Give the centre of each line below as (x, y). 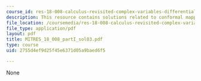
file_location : (25, 23)
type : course (22, 45)
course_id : (20, 12)
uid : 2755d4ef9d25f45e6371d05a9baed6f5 (56, 51)
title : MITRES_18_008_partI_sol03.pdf (54, 39)
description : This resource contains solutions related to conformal (95, 17)
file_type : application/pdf (41, 28)
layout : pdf (21, 34)
